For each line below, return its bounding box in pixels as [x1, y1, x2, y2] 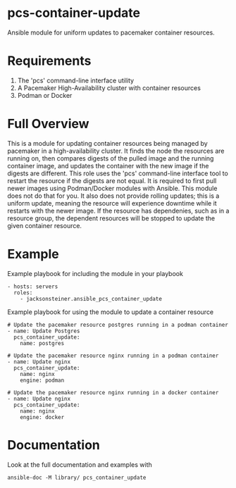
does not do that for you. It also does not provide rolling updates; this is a [7, 192, 220, 200]
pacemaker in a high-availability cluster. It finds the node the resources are [7, 146, 225, 155]
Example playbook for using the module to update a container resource [7, 308, 214, 316]
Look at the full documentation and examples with [7, 460, 153, 469]
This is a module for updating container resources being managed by [7, 139, 208, 147]
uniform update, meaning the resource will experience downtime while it [7, 199, 217, 207]
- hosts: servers [7, 283, 58, 290]
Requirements [7, 53, 92, 69]
